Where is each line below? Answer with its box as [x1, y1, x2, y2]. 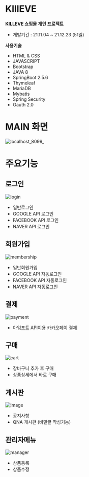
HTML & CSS [12, 52, 40, 59]
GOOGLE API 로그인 [12, 210, 54, 216]
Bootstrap [12, 63, 34, 70]
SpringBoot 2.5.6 [12, 74, 48, 80]
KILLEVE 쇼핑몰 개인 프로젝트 [5, 20, 64, 27]
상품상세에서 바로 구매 [12, 372, 57, 378]
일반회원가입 [12, 264, 38, 270]
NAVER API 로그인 [12, 223, 50, 229]
